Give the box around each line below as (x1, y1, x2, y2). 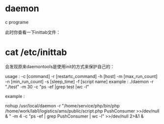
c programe (5, 19, 29, 25)
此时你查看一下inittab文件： (5, 29, 61, 35)
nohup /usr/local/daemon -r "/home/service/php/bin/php (5, 102, 120, 108)
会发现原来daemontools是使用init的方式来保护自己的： (5, 63, 115, 69)
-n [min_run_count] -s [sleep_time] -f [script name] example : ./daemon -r (5, 78, 154, 84)
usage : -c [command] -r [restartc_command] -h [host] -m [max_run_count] (5, 73, 158, 79)
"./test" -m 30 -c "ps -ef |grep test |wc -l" (5, 84, 89, 90)
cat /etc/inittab (5, 47, 67, 58)
